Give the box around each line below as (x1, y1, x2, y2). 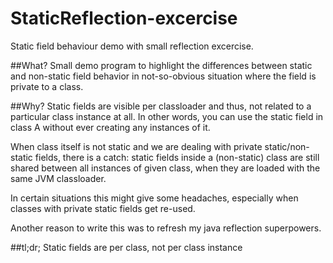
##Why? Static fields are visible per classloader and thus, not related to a (10, 100, 312, 112)
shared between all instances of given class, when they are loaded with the (10, 162, 321, 174)
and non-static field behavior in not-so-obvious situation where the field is (10, 70, 317, 82)
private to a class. (10, 80, 84, 92)
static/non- (264, 140, 310, 152)
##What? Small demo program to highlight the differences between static (10, 59, 313, 71)
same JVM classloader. (10, 172, 107, 184)
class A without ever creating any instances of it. (10, 121, 211, 133)
